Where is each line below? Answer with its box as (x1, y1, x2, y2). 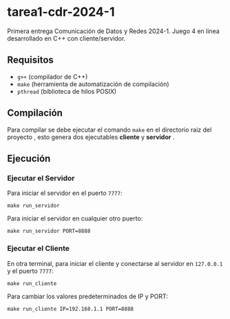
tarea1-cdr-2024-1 (7, 4, 115, 20)
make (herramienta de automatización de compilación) (17, 80, 170, 88)
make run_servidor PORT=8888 (7, 228, 91, 235)
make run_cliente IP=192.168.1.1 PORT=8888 (7, 305, 134, 312)
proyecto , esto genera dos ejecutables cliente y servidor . (7, 132, 175, 141)
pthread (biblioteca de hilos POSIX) (17, 87, 117, 95)
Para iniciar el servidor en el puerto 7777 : (7, 189, 123, 197)
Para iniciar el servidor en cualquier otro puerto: (7, 214, 143, 223)
